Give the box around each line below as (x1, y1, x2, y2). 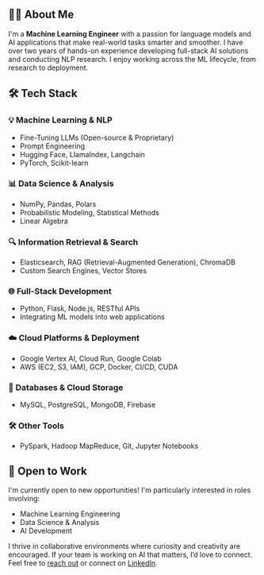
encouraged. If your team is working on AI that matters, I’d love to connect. (8, 550, 253, 560)
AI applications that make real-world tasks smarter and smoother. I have (8, 37, 243, 47)
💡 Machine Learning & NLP (8, 114, 113, 125)
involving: (8, 494, 40, 504)
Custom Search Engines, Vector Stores (19, 266, 147, 276)
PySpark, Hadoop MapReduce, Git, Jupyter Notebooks (19, 442, 199, 451)
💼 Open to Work (8, 464, 87, 477)
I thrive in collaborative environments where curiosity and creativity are (8, 542, 240, 551)
